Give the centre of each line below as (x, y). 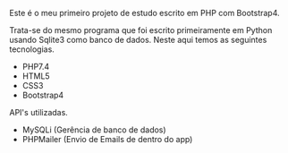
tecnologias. (32, 49)
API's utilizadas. (39, 112)
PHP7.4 (36, 67)
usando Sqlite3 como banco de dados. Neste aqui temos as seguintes (138, 40)
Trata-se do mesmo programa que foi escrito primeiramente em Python (141, 30)
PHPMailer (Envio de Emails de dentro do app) (107, 139)
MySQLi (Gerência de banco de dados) (94, 130)
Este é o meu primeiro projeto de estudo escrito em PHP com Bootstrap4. (144, 13)
